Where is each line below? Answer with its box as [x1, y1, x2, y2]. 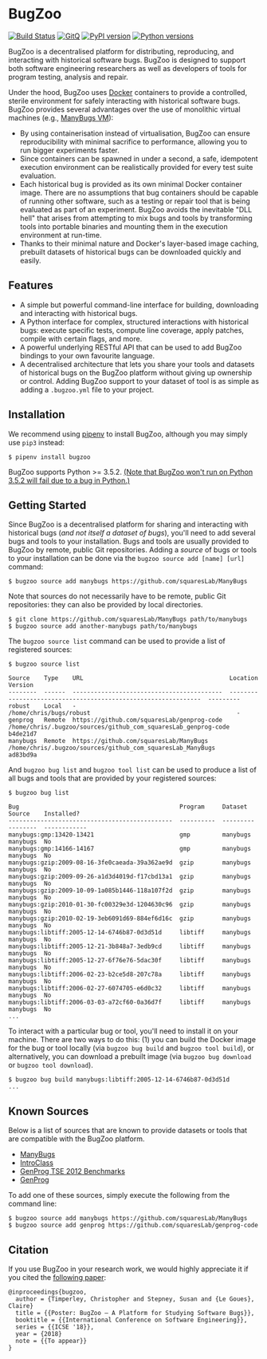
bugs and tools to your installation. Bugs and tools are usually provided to [8, 536, 249, 547]
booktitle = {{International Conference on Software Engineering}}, [15, 1316, 248, 1324]
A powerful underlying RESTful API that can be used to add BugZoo [19, 342, 242, 352]
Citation [8, 1242, 49, 1257]
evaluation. [19, 171, 57, 180]
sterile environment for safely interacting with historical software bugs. [8, 96, 241, 105]
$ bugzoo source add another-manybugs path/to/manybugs [8, 622, 198, 630]
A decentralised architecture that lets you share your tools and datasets [19, 359, 255, 369]
